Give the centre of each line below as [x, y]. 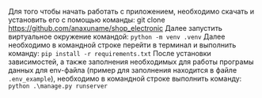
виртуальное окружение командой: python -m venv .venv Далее [117, 36]
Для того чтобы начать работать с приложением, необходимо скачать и [131, 11]
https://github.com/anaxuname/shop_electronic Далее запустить [116, 28]
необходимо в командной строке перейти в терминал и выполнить [122, 45]
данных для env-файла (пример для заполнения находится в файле [123, 70]
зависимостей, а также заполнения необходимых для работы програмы [131, 62]
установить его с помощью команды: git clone [87, 20]
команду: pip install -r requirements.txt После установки [110, 53]
